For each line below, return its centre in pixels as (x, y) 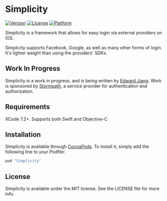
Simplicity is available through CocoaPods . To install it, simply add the (77, 147)
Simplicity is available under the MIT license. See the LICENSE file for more (82, 189)
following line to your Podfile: (35, 152)
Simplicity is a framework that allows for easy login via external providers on (84, 32)
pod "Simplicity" (23, 161)
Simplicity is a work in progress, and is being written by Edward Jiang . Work (83, 80)
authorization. (19, 91)
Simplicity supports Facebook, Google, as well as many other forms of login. (84, 47)
